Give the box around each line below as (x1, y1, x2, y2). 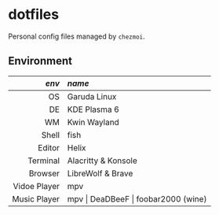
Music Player (12, 193, 60, 204)
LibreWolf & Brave (67, 168, 133, 179)
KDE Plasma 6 (67, 104, 119, 115)
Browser (28, 168, 60, 179)
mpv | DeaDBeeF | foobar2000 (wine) (67, 193, 207, 204)
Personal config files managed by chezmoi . (8, 32, 145, 41)
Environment (8, 54, 73, 68)
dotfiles (8, 6, 60, 24)
